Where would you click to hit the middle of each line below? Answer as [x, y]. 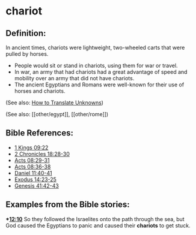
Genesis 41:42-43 [37, 186]
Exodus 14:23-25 [35, 179]
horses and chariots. [40, 91]
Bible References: [39, 133]
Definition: [26, 33]
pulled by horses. [27, 54]
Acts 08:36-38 [32, 167]
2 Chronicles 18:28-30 [42, 153]
